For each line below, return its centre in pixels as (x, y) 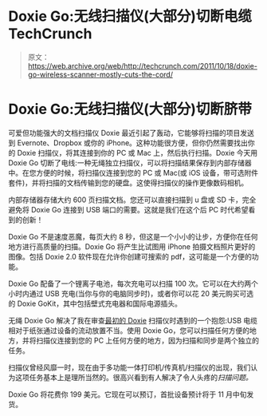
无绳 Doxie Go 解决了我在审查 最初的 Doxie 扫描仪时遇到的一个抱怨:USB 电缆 (133, 320)
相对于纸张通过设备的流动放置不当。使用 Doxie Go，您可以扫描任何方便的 (129, 330)
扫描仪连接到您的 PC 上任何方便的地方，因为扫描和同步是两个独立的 (147, 340)
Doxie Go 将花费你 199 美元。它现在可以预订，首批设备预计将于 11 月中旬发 (131, 394)
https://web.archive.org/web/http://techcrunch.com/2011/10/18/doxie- (142, 65)
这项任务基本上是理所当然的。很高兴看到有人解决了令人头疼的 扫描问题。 (133, 377)
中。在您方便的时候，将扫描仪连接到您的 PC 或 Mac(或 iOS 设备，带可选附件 (133, 172)
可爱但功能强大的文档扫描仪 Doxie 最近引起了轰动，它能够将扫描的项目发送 (132, 133)
